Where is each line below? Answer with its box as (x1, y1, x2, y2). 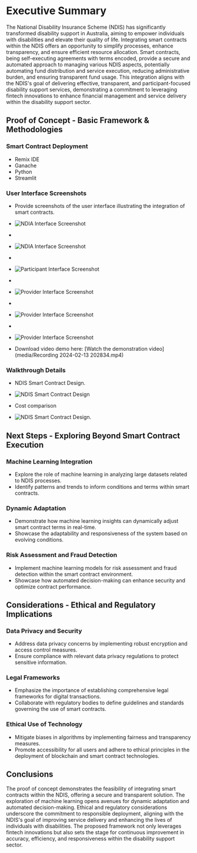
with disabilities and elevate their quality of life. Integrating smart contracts (6, 36, 187, 43)
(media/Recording (14, 351, 59, 358)
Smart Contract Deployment (6, 142, 88, 150)
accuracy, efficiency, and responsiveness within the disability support (6, 835, 175, 842)
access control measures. (14, 646, 78, 653)
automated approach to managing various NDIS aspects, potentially (6, 61, 170, 68)
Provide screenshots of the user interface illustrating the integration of (14, 202, 185, 209)
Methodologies (6, 125, 63, 135)
